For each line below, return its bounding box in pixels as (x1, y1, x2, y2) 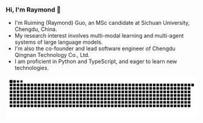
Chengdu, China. (14, 25, 57, 33)
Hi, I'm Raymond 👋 (5, 5, 62, 14)
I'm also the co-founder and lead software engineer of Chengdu (14, 45, 176, 52)
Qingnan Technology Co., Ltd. (14, 52, 90, 59)
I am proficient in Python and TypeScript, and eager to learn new (14, 58, 177, 65)
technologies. (14, 64, 49, 71)
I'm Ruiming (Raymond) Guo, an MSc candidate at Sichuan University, (14, 19, 190, 27)
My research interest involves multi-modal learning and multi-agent (14, 32, 184, 39)
